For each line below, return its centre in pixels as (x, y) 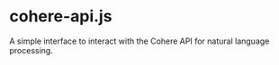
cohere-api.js (61, 16)
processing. (31, 50)
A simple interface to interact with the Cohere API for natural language (139, 41)
